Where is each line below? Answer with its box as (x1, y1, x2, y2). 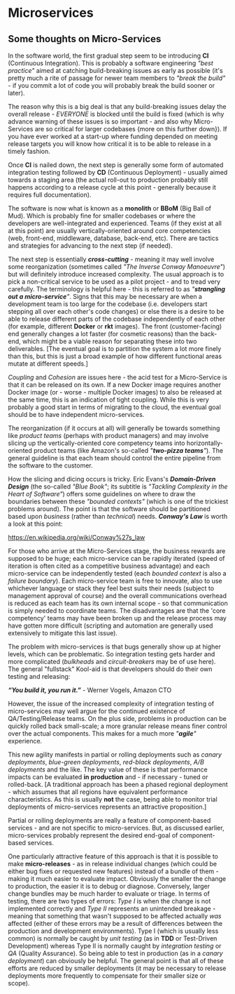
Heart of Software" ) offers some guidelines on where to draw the (8, 490, 196, 498)
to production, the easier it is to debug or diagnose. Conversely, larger (8, 882, 211, 890)
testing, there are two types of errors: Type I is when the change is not (8, 897, 211, 905)
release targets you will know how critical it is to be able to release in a (8, 140, 211, 148)
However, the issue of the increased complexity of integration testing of (8, 700, 215, 708)
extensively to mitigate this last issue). (8, 629, 118, 637)
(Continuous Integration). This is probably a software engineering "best (8, 59, 214, 67)
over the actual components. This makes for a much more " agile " (8, 729, 197, 738)
